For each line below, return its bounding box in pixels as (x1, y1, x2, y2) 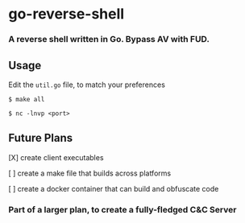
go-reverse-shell (8, 5, 125, 23)
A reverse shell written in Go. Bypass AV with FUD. (8, 34, 210, 45)
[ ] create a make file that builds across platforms (8, 168, 172, 178)
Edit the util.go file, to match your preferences (8, 80, 165, 89)
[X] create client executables (8, 152, 104, 162)
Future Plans (8, 131, 73, 145)
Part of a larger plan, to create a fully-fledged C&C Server (8, 204, 237, 215)
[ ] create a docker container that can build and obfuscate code (8, 184, 219, 193)
